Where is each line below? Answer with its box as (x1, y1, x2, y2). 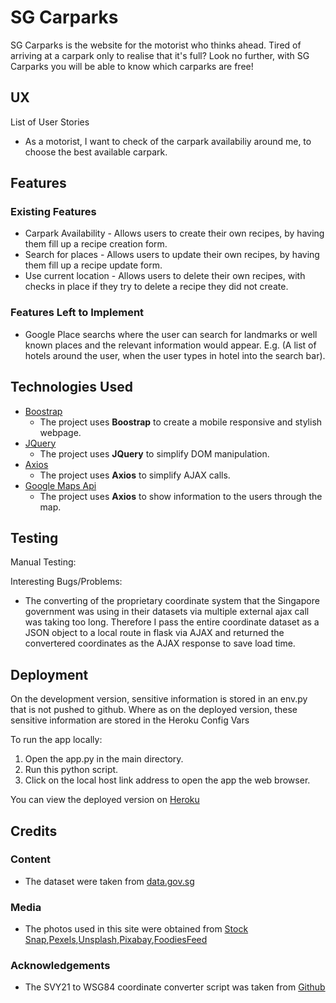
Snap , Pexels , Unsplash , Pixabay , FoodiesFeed (24, 934, 208, 946)
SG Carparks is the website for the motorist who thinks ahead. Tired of (10, 39, 302, 51)
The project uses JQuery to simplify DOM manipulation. (39, 447, 270, 460)
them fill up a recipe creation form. (24, 238, 168, 250)
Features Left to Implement (10, 306, 145, 320)
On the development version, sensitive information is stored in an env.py (10, 693, 308, 705)
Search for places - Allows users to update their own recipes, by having (24, 249, 320, 261)
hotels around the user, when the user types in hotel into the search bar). (24, 349, 326, 361)
